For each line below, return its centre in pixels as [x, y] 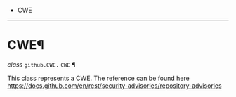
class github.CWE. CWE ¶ [41, 64]
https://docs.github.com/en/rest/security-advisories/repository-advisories [115, 85]
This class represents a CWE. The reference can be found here [98, 78]
